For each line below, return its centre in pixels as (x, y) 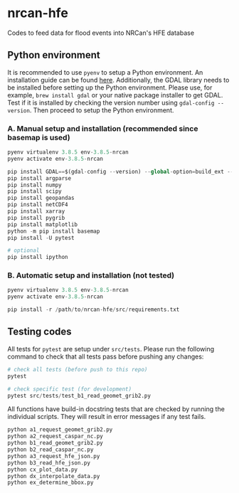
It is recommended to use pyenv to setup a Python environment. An (105, 72)
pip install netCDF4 (38, 205)
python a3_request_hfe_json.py (54, 456)
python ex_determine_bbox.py (51, 483)
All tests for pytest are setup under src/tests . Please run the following (111, 349)
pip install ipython (38, 258)
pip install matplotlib (43, 224)
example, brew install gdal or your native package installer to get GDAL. (115, 95)
